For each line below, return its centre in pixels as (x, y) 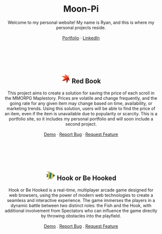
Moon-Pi (81, 9)
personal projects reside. (81, 27)
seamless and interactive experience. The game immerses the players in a (81, 200)
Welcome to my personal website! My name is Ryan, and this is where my (81, 22)
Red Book (86, 81)
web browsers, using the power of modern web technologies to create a (81, 195)
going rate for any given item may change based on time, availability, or (81, 103)
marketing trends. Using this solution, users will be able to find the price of (81, 108)
